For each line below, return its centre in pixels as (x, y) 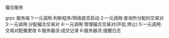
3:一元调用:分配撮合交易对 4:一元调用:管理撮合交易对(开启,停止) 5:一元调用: (84, 24)
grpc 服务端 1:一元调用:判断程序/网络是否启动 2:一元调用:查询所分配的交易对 (84, 18)
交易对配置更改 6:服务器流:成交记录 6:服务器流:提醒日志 (63, 30)
